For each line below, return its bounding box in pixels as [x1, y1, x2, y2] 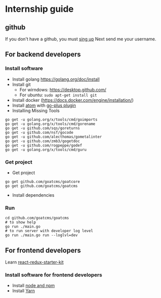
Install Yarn [12, 288, 35, 294]
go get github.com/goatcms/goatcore [5, 179, 80, 184]
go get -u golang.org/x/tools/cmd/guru [5, 147, 87, 152]
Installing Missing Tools [12, 107, 60, 114]
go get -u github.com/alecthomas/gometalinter [5, 134, 102, 139]
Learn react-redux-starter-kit [5, 259, 64, 265]
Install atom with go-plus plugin [12, 102, 76, 108]
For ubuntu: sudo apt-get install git [19, 92, 97, 98]
